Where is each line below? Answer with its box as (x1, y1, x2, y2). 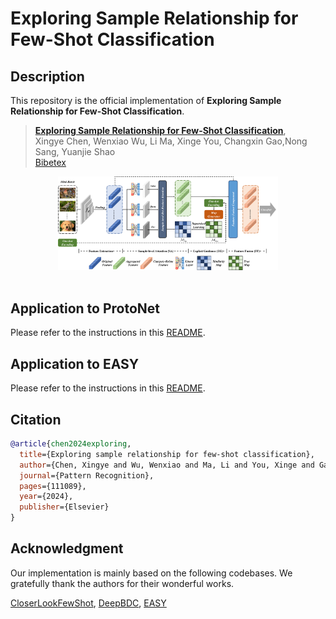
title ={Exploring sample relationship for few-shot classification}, (19, 449, 315, 459)
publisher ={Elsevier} (19, 502, 110, 512)
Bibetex (34, 157, 67, 168)
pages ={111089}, (19, 481, 87, 491)
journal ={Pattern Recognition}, (19, 470, 155, 481)
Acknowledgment (10, 540, 124, 557)
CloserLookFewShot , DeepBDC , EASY (10, 597, 167, 609)
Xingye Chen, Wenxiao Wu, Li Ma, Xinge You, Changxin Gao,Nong (34, 135, 308, 147)
